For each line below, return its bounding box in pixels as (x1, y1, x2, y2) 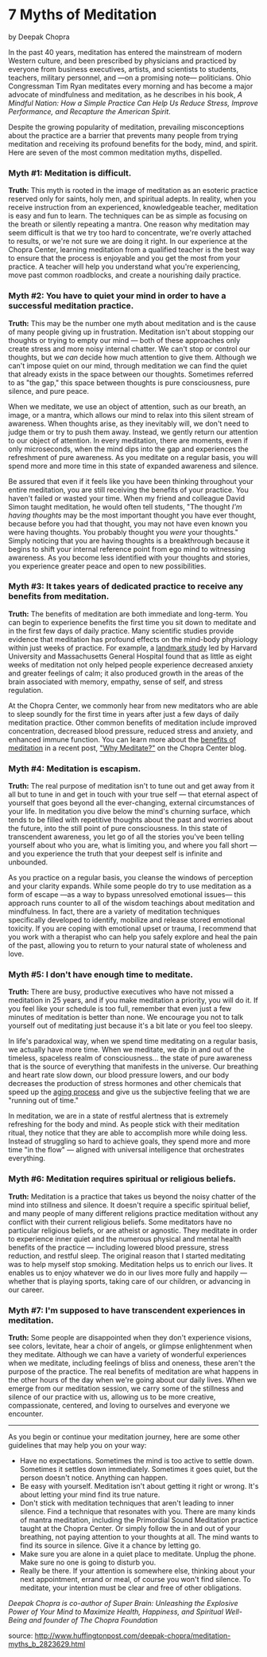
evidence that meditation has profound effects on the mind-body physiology (8, 634, 258, 644)
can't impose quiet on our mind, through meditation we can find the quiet (8, 360, 248, 370)
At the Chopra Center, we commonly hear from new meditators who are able (8, 700, 258, 710)
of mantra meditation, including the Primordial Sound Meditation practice (19, 1515, 258, 1525)
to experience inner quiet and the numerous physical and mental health (8, 1234, 242, 1243)
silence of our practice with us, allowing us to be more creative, (8, 1392, 216, 1402)
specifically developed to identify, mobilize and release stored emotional (8, 915, 246, 925)
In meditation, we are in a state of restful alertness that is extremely (8, 1111, 229, 1121)
